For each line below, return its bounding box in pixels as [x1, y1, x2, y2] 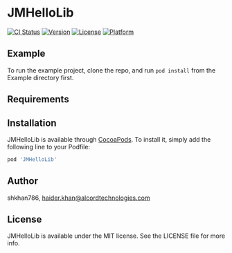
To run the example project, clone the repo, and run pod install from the [7, 66, 216, 74]
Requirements [7, 93, 69, 105]
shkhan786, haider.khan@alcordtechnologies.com [7, 194, 150, 202]
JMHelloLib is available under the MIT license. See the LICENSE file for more [7, 232, 226, 240]
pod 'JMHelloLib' [7, 156, 57, 163]
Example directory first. [7, 73, 74, 82]
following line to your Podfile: [7, 142, 91, 151]
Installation [7, 117, 57, 129]
